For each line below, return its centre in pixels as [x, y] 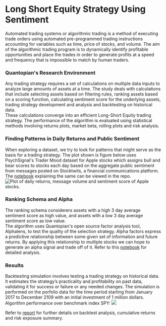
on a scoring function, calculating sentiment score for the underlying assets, [83, 99]
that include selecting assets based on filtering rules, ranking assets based [82, 94]
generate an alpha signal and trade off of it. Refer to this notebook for [76, 247]
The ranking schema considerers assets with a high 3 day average [73, 210]
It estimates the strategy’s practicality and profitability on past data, [74, 281]
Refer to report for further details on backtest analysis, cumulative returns [80, 313]
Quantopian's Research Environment [50, 73]
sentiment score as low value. [35, 221]
